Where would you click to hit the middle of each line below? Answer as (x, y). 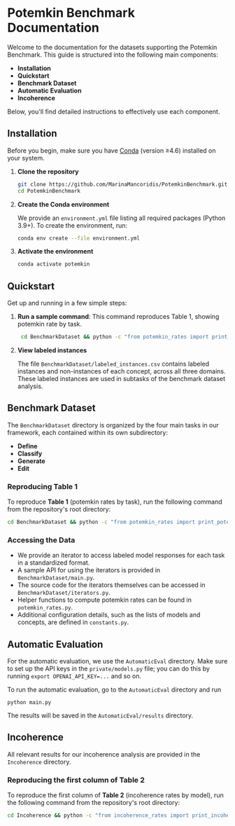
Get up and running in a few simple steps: (67, 303)
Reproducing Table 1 (43, 486)
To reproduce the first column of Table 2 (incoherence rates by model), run (115, 795)
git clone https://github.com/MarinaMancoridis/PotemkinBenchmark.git (122, 184)
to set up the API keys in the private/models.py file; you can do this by (108, 669)
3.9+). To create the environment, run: (72, 225)
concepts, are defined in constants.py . (73, 622)
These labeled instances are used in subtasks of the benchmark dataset (121, 378)
